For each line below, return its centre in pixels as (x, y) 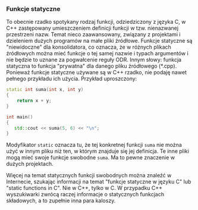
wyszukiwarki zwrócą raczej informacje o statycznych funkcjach (85, 195)
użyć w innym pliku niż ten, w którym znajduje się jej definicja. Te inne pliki (98, 151)
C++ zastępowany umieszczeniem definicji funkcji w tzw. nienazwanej (92, 28)
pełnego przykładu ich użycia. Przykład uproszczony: (72, 79)
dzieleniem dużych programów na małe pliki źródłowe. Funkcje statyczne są (99, 41)
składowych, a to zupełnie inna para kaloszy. (61, 200)
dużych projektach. (30, 164)
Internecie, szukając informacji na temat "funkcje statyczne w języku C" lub (99, 182)
